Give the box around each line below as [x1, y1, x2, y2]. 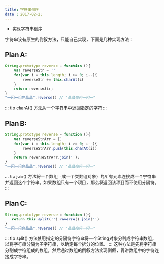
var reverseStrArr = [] [14, 137, 62, 142]
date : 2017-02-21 [5, 12, 42, 17]
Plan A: [5, 50, 28, 59]
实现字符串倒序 [12, 25, 42, 32]
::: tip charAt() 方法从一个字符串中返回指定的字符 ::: [5, 105, 107, 110]
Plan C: [5, 199, 28, 208]
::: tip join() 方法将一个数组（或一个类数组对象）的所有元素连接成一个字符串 [5, 174, 156, 179]
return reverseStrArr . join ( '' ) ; [14, 155, 80, 160]
